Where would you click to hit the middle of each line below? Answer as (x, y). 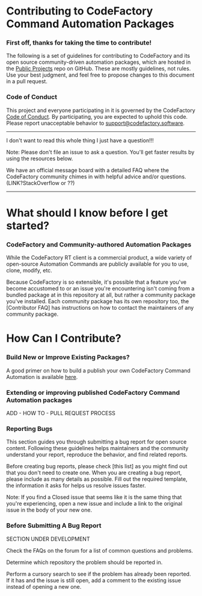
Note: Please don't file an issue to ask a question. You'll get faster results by (100, 152)
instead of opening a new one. (44, 586)
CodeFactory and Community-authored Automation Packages (99, 244)
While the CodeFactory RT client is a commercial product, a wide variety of (99, 258)
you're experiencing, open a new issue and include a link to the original (94, 504)
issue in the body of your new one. (49, 510)
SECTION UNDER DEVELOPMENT (48, 539)
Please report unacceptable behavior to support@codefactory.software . (96, 123)
